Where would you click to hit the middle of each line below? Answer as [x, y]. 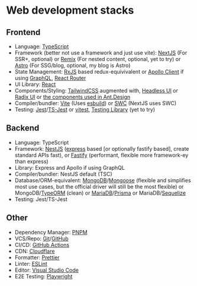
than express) [31, 161]
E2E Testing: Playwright [43, 276]
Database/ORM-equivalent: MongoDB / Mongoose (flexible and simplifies [103, 180]
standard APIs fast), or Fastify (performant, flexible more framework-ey [101, 155]
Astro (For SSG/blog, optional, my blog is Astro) [72, 65]
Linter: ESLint [31, 263]
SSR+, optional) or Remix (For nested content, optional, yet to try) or [98, 59]
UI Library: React [35, 84]
